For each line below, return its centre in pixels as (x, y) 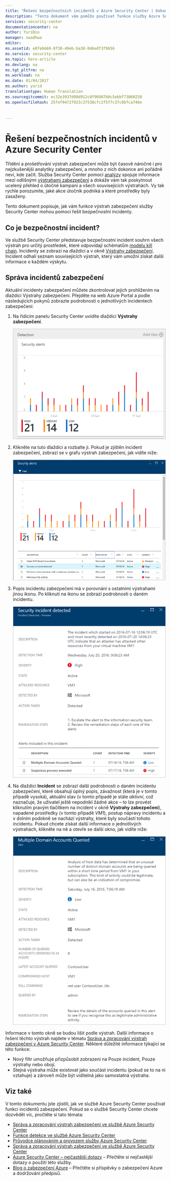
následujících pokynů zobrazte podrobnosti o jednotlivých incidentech (79, 300)
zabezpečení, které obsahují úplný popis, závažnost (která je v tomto (85, 791)
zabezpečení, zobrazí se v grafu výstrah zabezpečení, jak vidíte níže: (85, 453)
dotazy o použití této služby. (42, 1162)
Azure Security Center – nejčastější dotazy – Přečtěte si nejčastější (82, 1157)
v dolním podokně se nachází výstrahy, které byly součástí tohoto (81, 818)
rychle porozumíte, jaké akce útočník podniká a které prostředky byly (78, 191)
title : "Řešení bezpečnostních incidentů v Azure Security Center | (79, 11)
